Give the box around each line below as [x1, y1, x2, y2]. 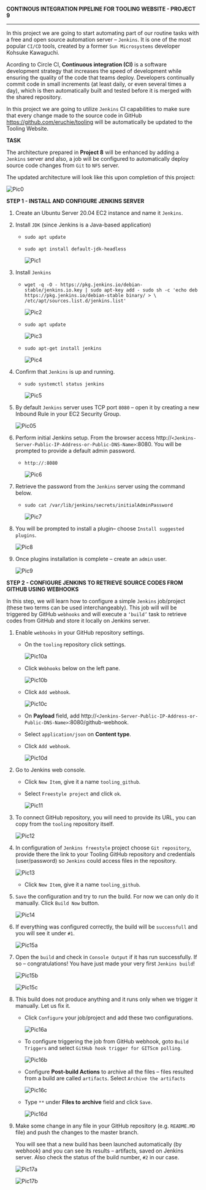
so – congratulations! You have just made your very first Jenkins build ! [15, 960, 195, 967]
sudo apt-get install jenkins [24, 346, 102, 352]
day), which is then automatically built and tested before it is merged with [6, 87, 192, 94]
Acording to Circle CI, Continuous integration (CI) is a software [6, 61, 167, 68]
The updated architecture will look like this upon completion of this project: [6, 174, 196, 180]
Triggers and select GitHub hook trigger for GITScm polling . [24, 1045, 182, 1051]
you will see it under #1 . [15, 930, 75, 937]
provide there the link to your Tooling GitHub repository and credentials [15, 851, 195, 858]
